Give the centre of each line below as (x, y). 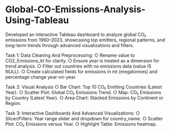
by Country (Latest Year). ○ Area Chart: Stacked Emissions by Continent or (84, 98)
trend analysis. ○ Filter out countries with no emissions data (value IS (78, 66)
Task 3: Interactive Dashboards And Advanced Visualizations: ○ (73, 113)
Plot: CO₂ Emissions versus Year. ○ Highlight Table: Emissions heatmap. (81, 124)
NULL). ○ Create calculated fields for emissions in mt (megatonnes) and (81, 71)
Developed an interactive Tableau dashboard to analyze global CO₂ (76, 34)
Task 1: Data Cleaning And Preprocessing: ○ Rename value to (70, 55)
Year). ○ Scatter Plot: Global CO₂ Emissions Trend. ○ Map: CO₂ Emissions (83, 92)
